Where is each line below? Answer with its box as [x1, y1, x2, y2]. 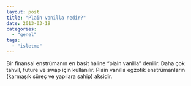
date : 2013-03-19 [6, 20, 51, 26]
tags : [6, 37, 20, 43]
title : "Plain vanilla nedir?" [6, 15, 86, 21]
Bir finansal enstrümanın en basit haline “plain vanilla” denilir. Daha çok [6, 59, 185, 67]
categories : [6, 26, 37, 32]
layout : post [6, 9, 40, 15]
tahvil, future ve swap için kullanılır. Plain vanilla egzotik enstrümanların [6, 66, 185, 73]
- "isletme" [12, 43, 43, 49]
